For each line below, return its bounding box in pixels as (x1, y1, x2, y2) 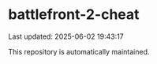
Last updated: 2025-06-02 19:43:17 (8, 32, 124, 41)
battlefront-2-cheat (8, 6, 140, 24)
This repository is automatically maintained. (8, 47, 150, 56)
